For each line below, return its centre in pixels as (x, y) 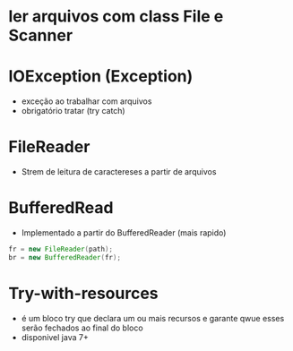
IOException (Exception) (101, 77)
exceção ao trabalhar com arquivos (86, 101)
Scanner (41, 35)
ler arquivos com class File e (116, 17)
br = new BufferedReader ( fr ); (65, 257)
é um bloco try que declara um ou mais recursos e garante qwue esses (153, 318)
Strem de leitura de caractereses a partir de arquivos (119, 172)
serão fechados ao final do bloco (82, 328)
